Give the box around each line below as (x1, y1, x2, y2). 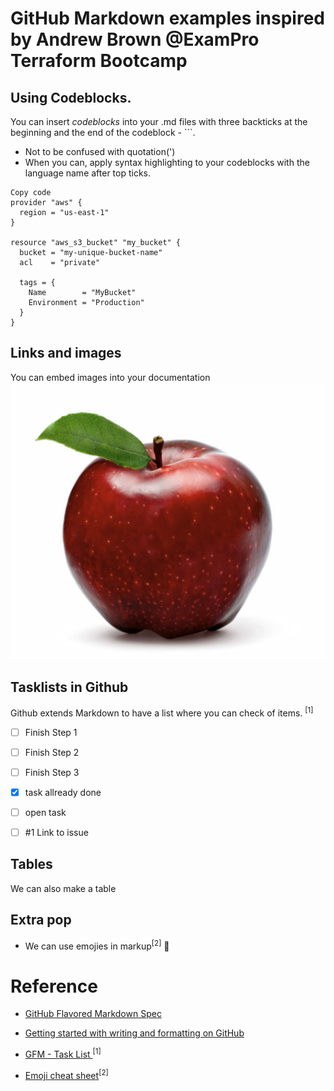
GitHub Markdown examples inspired (10, 7, 325, 30)
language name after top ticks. (24, 167, 152, 179)
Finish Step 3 (24, 766, 80, 778)
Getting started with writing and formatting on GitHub (24, 1027, 245, 1039)
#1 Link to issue (24, 826, 89, 838)
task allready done (24, 786, 102, 798)
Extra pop (10, 912, 72, 929)
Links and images (10, 345, 122, 362)
